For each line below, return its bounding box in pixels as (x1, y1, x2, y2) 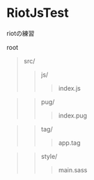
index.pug (58, 111, 88, 120)
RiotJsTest (6, 5, 69, 21)
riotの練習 (6, 29, 35, 37)
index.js (58, 84, 81, 92)
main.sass (58, 165, 88, 174)
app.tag (58, 139, 81, 147)
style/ (40, 152, 58, 160)
